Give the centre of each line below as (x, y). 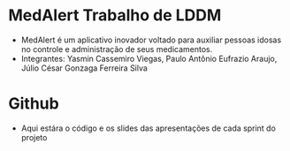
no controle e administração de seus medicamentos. (117, 49)
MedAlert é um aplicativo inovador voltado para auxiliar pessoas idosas (151, 40)
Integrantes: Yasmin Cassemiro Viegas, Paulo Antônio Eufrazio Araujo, (149, 58)
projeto (34, 137)
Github (34, 104)
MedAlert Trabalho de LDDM (115, 15)
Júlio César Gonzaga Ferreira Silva (84, 68)
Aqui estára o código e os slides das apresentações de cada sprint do (148, 128)
